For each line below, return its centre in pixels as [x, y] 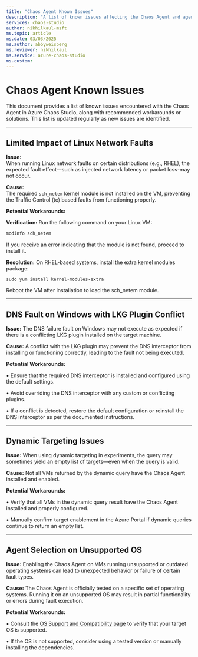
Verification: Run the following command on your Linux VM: [79, 223]
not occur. [19, 176]
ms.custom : [19, 61]
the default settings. [30, 381]
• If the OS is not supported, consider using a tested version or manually [94, 641]
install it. [16, 251]
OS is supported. [27, 630]
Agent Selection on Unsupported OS [74, 550]
